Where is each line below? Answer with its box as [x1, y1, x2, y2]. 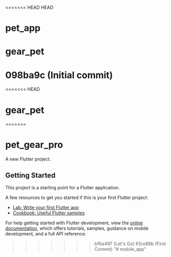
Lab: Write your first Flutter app [12, 205, 79, 210]
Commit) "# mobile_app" [94, 246, 146, 252]
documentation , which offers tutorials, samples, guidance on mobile [5, 225, 148, 231]
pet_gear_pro [5, 139, 63, 151]
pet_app [5, 23, 41, 34]
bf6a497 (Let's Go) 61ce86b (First [94, 241, 166, 247]
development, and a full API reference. [5, 231, 87, 236]
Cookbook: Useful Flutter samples [12, 210, 85, 216]
